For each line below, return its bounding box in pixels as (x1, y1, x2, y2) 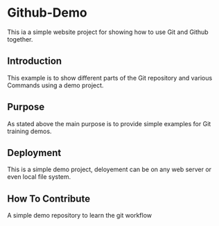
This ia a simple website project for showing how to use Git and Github (7, 28, 209, 36)
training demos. (7, 127, 52, 135)
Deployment (7, 147, 62, 159)
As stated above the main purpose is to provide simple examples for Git (7, 119, 211, 128)
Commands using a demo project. (7, 81, 104, 89)
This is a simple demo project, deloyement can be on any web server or (7, 165, 212, 174)
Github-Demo (7, 5, 88, 21)
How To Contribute (7, 193, 91, 205)
